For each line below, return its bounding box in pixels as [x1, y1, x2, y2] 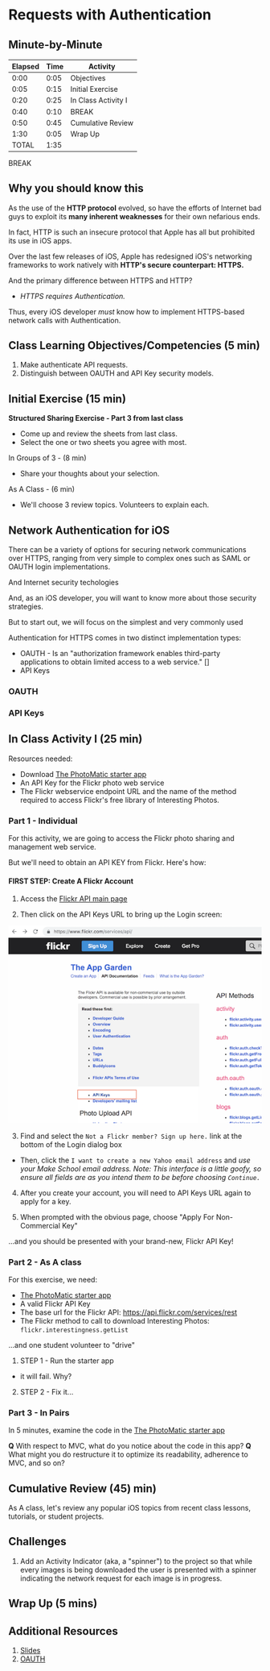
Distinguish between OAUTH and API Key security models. [19, 368, 215, 378]
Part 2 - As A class [8, 1256, 82, 1267]
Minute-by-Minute [8, 38, 103, 52]
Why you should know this [8, 181, 144, 195]
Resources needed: [8, 754, 73, 763]
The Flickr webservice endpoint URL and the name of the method [19, 786, 237, 796]
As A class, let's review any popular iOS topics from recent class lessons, [8, 1503, 252, 1512]
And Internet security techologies [8, 578, 119, 587]
